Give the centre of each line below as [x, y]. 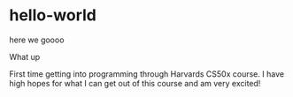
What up [25, 56]
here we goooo [37, 40]
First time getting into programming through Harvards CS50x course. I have [147, 74]
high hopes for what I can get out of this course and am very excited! [135, 83]
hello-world [53, 15]
